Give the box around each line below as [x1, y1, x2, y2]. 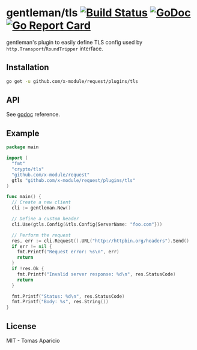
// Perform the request [11, 232, 71, 238]
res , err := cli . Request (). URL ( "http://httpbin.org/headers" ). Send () [11, 238, 189, 244]
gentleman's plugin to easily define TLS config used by [6, 38, 143, 46]
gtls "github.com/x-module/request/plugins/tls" [11, 177, 136, 183]
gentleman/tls [6, 6, 78, 20]
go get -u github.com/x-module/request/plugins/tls [6, 78, 138, 84]
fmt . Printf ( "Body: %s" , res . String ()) [11, 299, 109, 305]
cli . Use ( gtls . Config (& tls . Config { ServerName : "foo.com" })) [11, 221, 163, 228]
